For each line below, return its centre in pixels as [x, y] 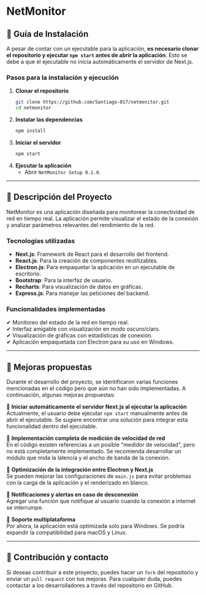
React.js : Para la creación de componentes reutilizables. [86, 260]
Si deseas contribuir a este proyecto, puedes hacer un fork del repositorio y [102, 572]
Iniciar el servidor [38, 142]
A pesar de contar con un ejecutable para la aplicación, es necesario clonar [103, 48]
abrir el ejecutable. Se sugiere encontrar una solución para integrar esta [97, 420]
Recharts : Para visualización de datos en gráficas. [79, 286]
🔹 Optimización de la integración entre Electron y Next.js [80, 470]
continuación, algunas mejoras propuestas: [61, 395]
